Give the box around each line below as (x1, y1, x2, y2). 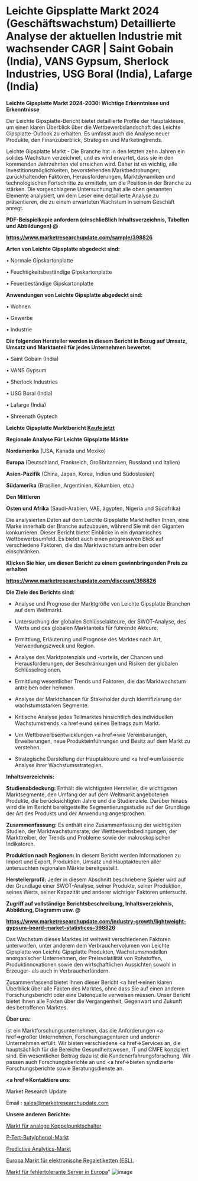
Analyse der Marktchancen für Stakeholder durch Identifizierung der (14, 695, 181, 702)
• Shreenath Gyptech (6, 413, 58, 420)
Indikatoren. (6, 840, 35, 847)
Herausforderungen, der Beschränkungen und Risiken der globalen (14, 660, 178, 667)
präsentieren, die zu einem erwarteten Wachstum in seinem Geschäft (6, 198, 175, 205)
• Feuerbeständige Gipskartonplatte (6, 280, 94, 287)
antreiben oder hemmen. (14, 684, 75, 691)
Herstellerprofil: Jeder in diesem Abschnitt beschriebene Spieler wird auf (6, 876, 186, 883)
